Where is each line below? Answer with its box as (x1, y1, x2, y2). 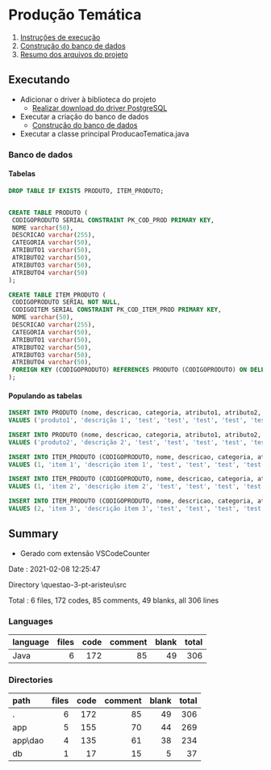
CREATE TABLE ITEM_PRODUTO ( (8, 291, 106, 299)
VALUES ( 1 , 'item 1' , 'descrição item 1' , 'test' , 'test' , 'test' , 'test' (8, 461, 265, 469)
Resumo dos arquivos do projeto (19, 49, 129, 59)
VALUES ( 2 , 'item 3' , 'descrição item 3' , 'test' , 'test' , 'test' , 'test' (8, 505, 265, 513)
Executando (8, 73, 70, 86)
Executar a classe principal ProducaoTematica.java (19, 128, 190, 138)
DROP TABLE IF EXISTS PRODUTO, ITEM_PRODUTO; (8, 187, 164, 195)
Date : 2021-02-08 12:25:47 (8, 564, 101, 574)
